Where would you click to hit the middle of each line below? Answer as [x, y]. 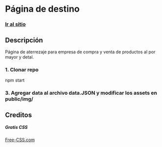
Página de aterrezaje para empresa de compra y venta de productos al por [80, 52]
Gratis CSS [16, 127]
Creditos [19, 115]
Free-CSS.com [20, 140]
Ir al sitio [15, 24]
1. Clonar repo [22, 69]
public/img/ [19, 99]
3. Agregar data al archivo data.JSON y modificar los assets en [81, 93]
